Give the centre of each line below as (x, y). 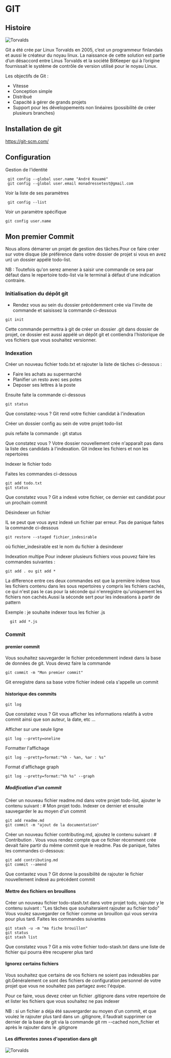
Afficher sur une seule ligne (34, 729)
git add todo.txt (24, 483)
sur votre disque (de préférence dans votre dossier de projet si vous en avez (86, 254)
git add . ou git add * (31, 571)
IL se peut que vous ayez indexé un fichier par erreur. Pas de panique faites (85, 522)
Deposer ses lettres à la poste (44, 385)
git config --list (27, 202)
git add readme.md (25, 821)
